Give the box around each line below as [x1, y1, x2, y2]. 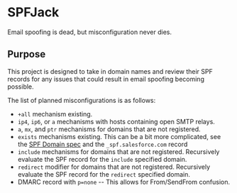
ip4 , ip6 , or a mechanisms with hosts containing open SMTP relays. [17, 117, 215, 126]
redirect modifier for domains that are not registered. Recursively [17, 162, 211, 171]
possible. [7, 82, 34, 91]
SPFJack [7, 4, 60, 21]
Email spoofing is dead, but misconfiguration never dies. [7, 28, 172, 36]
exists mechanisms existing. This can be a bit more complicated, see [17, 132, 221, 140]
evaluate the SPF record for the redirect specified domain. [17, 170, 190, 178]
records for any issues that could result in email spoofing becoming [7, 75, 204, 83]
